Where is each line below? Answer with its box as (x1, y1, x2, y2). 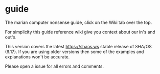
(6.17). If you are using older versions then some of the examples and (5, 49, 144, 55)
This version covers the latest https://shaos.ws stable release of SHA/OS (5, 43, 152, 49)
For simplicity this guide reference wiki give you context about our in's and (5, 29, 156, 35)
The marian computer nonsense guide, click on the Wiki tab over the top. (5, 19, 152, 25)
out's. (5, 34, 17, 40)
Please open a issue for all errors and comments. (5, 63, 104, 69)
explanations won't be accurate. (5, 54, 70, 59)
